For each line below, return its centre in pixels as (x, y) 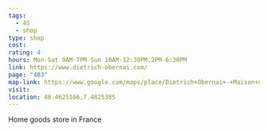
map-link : (25, 82)
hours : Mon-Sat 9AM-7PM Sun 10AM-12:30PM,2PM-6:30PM (98, 60)
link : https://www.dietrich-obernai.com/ (78, 68)
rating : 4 (25, 52)
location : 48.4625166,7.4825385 (62, 97)
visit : (19, 89)
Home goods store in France (55, 119)
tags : (17, 16)
